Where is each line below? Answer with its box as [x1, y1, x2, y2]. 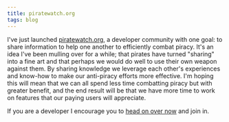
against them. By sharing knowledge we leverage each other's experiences [7, 64, 221, 73]
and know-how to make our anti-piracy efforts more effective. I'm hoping [7, 71, 214, 80]
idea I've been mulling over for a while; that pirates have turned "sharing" [7, 49, 215, 58]
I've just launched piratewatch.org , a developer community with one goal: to [7, 35, 223, 43]
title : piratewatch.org [7, 10, 76, 17]
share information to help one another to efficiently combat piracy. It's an [7, 42, 215, 51]
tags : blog [7, 16, 39, 23]
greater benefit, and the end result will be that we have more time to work [7, 86, 215, 95]
